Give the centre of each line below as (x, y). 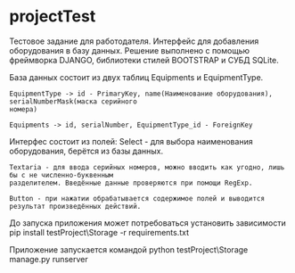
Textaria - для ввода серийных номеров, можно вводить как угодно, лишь (147, 167)
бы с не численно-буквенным (61, 175)
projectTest (53, 17)
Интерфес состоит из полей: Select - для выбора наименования (131, 141)
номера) (24, 109)
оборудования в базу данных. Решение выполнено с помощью (130, 50)
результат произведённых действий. (75, 206)
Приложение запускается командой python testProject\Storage (129, 249)
